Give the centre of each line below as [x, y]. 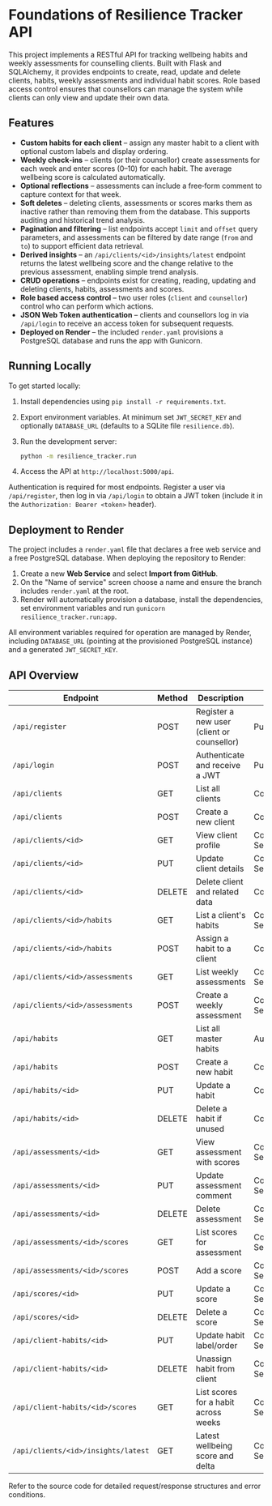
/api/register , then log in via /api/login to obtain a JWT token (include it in [136, 496]
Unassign [214, 1359]
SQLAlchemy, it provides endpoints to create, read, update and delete [125, 71]
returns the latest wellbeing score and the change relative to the [127, 263]
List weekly [217, 972]
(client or [213, 732]
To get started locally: [45, 386]
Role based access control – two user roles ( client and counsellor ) [134, 297]
